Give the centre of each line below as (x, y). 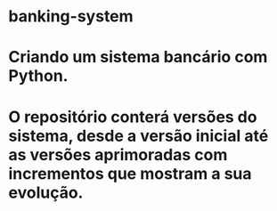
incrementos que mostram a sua (130, 173)
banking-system (71, 16)
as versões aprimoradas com (118, 154)
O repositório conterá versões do (133, 117)
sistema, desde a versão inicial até (138, 136)
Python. (38, 76)
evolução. (46, 192)
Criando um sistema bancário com (138, 57)
